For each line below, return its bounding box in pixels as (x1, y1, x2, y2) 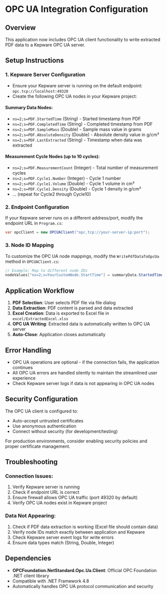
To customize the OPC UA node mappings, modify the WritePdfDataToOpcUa (5, 253, 160, 259)
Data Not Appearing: (5, 512, 56, 519)
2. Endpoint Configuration (5, 203, 69, 210)
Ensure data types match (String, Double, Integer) (12, 540, 114, 546)
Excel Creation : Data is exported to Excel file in (12, 310, 109, 316)
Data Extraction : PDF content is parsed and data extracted (12, 305, 133, 311)
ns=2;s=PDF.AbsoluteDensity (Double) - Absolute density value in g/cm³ (12, 131, 160, 138)
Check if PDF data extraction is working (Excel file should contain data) (12, 524, 158, 530)
